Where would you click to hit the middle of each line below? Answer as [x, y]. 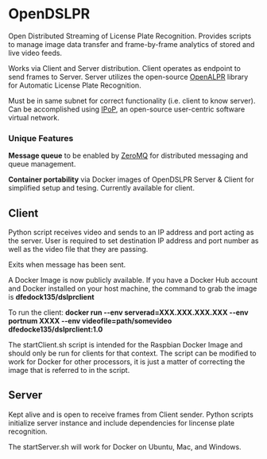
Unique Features [41, 138]
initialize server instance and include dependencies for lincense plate [122, 422]
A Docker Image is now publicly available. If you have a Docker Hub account [133, 280]
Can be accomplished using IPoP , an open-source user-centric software [127, 109]
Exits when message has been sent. [67, 265]
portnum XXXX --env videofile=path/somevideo [90, 321]
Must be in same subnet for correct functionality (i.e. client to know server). [132, 100]
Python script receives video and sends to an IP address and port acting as [131, 233]
